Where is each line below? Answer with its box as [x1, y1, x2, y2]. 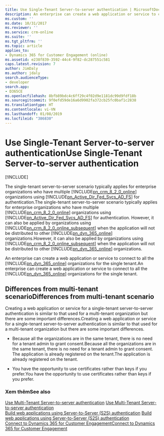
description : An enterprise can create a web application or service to [5, 12, 156, 17]
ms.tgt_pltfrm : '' [5, 39, 42, 44]
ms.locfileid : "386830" [5, 116, 54, 121]
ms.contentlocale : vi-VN [5, 107, 56, 112]
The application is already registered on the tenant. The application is [12, 351, 150, 357]
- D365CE [5, 89, 23, 94]
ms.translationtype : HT [5, 103, 54, 107]
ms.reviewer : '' [5, 25, 38, 30]
